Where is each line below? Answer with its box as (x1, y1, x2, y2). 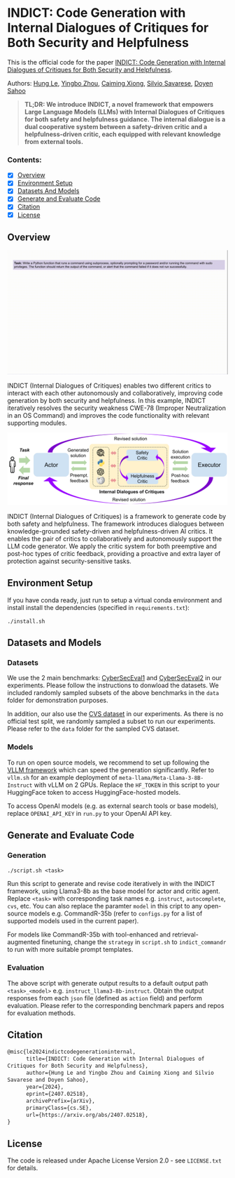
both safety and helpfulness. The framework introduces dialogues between (7, 519, 225, 528)
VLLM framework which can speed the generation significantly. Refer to (7, 765, 215, 774)
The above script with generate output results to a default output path (7, 979, 208, 987)
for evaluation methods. (7, 1009, 76, 1017)
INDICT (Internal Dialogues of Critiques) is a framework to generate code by (7, 512, 227, 520)
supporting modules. (7, 419, 67, 428)
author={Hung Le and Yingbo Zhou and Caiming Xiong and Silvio (25, 1069, 215, 1077)
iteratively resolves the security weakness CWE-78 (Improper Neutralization (7, 404, 226, 412)
